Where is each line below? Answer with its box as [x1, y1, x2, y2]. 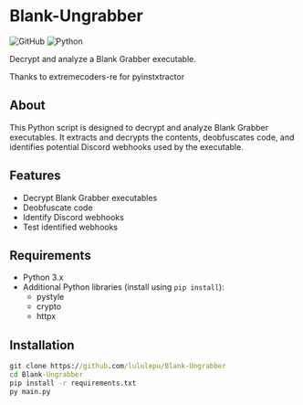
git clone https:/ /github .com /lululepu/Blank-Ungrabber [9, 362, 226, 371]
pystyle [36, 292, 65, 303]
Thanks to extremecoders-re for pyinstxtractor [9, 70, 185, 82]
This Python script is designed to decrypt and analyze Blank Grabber [9, 122, 269, 133]
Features [9, 168, 61, 184]
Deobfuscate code [22, 202, 93, 213]
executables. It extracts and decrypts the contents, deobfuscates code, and [9, 132, 295, 143]
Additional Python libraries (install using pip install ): [22, 282, 225, 293]
